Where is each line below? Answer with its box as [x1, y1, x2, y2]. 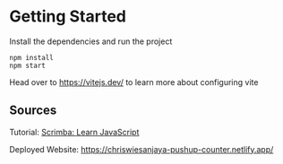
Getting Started [9, 6, 127, 27]
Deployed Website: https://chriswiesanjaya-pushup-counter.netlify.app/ [9, 143, 274, 154]
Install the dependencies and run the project [9, 36, 173, 47]
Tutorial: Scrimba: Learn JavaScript [9, 126, 140, 137]
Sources [9, 103, 57, 118]
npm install [9, 53, 54, 62]
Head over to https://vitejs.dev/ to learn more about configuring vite [9, 76, 259, 87]
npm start [9, 61, 47, 70]
